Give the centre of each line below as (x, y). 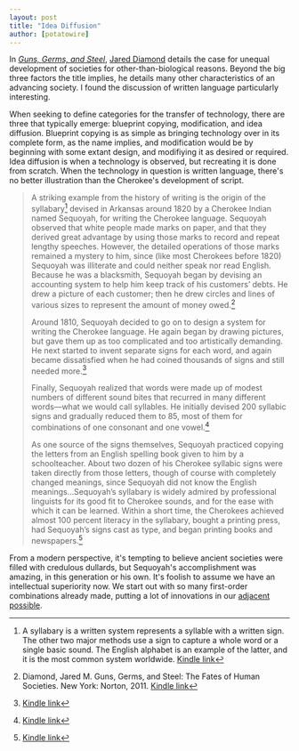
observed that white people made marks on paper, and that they (149, 228)
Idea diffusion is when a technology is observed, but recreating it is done (143, 162)
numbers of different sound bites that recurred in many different (148, 398)
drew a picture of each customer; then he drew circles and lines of (153, 294)
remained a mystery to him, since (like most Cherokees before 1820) (156, 256)
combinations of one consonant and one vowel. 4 (120, 426)
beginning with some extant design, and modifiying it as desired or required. (149, 152)
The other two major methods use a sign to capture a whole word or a (150, 640)
